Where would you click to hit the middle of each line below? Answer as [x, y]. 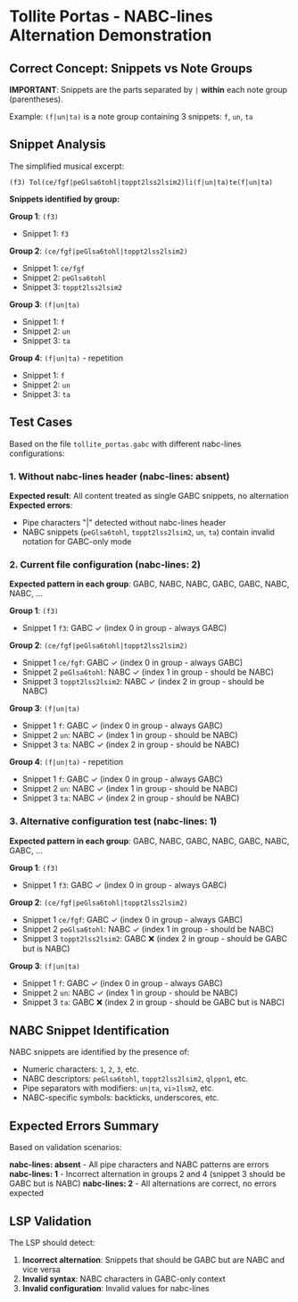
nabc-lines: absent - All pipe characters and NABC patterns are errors [139, 1165]
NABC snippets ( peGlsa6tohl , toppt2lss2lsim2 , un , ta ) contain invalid [148, 532]
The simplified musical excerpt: [67, 166]
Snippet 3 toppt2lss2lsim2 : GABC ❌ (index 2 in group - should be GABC [155, 938]
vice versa [41, 1269]
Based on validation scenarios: [66, 1148]
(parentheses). [37, 99]
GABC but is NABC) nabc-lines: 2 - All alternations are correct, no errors [143, 1183]
